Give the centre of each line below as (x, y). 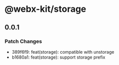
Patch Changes (23, 41)
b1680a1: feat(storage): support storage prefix (59, 57)
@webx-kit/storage (45, 9)
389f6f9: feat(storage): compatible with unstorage (63, 52)
